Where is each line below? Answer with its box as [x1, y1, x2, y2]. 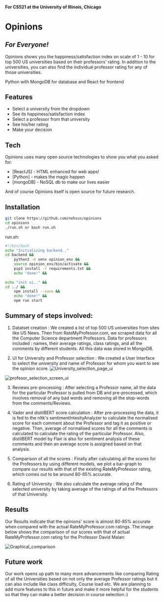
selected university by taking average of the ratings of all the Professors [12, 486, 158, 492]
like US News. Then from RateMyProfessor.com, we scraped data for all [12, 330, 157, 336]
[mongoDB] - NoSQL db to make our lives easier [12, 179, 110, 185]
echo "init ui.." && [5, 280, 47, 285]
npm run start [14, 298, 43, 303]
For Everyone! [5, 41, 49, 49]
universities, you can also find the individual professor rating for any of [5, 64, 148, 70]
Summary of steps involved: [5, 312, 93, 320]
